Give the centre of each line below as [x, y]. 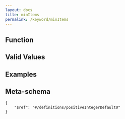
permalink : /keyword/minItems [37, 19]
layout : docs [19, 10]
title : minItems [22, 15]
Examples [21, 74]
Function [19, 40]
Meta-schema [28, 91]
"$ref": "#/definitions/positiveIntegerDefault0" [68, 108]
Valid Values [25, 57]
